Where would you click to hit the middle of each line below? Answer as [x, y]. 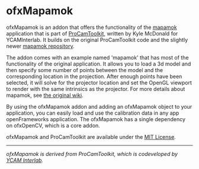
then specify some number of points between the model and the [85, 70]
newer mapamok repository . [41, 46]
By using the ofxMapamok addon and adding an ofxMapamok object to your [99, 106]
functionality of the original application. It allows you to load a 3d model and [99, 64]
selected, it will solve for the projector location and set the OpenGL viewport [99, 82]
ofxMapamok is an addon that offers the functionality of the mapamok [92, 27]
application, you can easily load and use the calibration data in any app [93, 113]
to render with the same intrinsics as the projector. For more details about [96, 89]
